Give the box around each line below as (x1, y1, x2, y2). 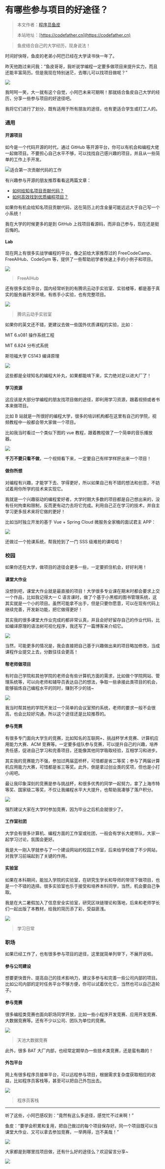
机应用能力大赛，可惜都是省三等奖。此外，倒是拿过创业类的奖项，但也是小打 (5, 764, 160, 770)
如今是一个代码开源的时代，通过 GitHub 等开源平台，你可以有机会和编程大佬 (5, 144, 160, 150)
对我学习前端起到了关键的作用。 (5, 853, 70, 859)
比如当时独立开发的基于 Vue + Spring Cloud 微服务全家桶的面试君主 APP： (5, 519, 156, 525)
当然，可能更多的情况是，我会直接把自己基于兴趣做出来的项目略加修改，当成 (5, 643, 160, 649)
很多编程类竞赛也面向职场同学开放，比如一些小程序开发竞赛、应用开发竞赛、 (5, 1011, 160, 1017)
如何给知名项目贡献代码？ (12, 188, 64, 194)
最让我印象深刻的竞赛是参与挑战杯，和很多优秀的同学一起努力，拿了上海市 (5, 780, 156, 786)
